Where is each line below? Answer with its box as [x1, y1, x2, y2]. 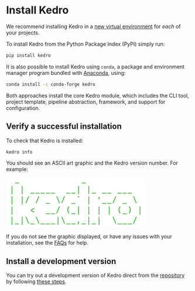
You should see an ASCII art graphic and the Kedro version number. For [6, 159, 179, 167]
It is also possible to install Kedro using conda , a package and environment [6, 63, 184, 70]
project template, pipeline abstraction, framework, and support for [6, 98, 166, 105]
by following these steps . [6, 278, 67, 285]
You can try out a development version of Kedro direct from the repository [6, 272, 185, 279]
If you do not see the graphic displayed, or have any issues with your [6, 233, 173, 240]
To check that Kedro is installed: [6, 137, 84, 144]
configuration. [6, 104, 40, 111]
